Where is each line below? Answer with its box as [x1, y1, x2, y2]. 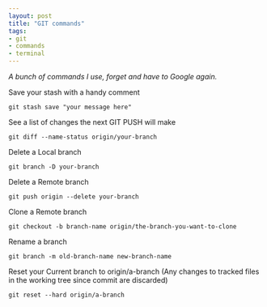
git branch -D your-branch [8, 163, 100, 171]
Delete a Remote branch [8, 177, 89, 186]
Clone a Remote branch [8, 207, 87, 216]
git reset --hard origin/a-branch [8, 291, 125, 299]
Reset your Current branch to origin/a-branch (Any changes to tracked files [8, 266, 260, 276]
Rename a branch [8, 237, 67, 246]
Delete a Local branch [8, 147, 83, 156]
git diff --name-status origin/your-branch [8, 133, 158, 141]
